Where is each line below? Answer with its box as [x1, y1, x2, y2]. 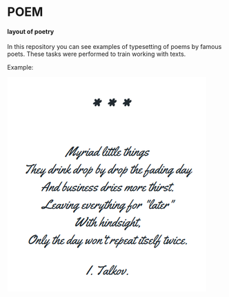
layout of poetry [7, 27, 54, 35]
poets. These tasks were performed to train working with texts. [7, 50, 186, 59]
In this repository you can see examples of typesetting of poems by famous [7, 43, 222, 51]
